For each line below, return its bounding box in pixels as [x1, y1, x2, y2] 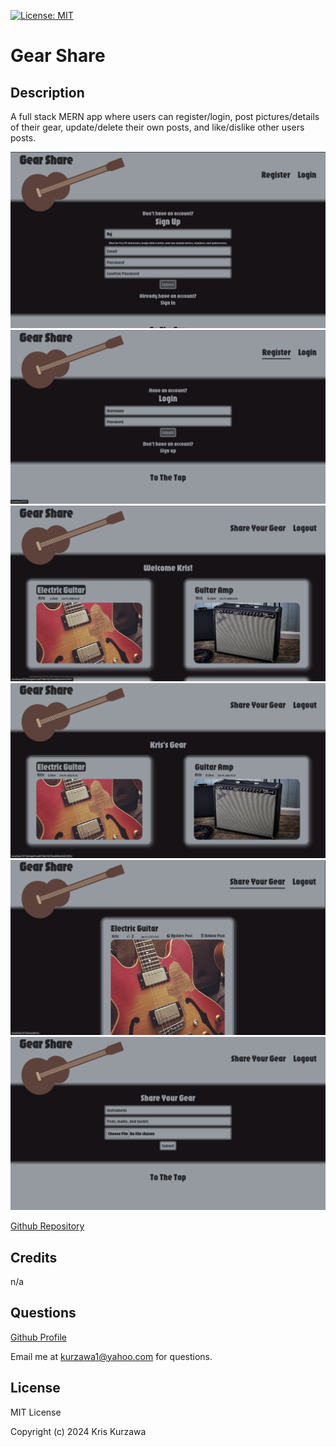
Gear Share [10, 45, 106, 67]
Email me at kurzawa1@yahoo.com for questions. [10, 1350, 213, 1362]
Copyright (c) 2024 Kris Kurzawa [10, 1425, 147, 1437]
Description [10, 84, 85, 101]
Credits [10, 1249, 58, 1266]
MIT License [10, 1406, 62, 1418]
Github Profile [10, 1331, 67, 1343]
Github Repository [10, 1220, 85, 1232]
